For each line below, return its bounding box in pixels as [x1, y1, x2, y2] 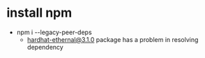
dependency [26, 43, 63, 51]
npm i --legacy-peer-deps [16, 28, 92, 36]
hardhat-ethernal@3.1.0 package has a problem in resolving [26, 35, 199, 43]
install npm [6, 5, 73, 21]
